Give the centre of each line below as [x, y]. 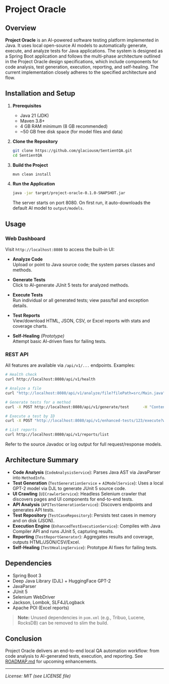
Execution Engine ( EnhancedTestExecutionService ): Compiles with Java [87, 526]
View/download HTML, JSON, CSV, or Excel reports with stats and [81, 321]
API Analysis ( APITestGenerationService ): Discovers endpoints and [82, 504]
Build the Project [30, 165]
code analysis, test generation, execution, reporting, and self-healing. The [82, 67]
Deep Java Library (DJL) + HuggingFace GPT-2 [62, 581]
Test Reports [26, 315]
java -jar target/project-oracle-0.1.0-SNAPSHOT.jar [69, 193]
